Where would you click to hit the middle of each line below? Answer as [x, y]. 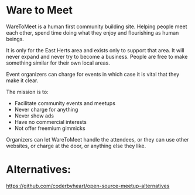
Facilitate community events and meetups [65, 103]
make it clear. [22, 80]
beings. [15, 39]
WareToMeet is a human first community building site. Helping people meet [97, 26]
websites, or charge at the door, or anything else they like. [76, 146]
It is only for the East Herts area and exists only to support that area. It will [95, 50]
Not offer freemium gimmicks [50, 128]
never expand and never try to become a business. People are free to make [97, 56]
